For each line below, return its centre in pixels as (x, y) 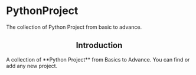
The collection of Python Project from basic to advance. (74, 27)
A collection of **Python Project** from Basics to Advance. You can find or (98, 59)
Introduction (99, 45)
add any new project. (32, 66)
